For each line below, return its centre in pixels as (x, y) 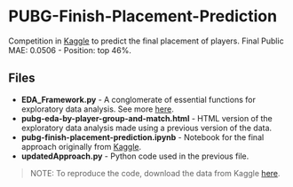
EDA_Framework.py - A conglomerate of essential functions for (139, 99)
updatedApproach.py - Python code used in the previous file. (135, 156)
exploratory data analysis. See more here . (97, 109)
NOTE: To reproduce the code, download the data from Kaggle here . (155, 173)
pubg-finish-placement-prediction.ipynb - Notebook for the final (143, 137)
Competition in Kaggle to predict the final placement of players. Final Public (146, 41)
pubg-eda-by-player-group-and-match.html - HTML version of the (146, 118)
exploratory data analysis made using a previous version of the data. (146, 128)
